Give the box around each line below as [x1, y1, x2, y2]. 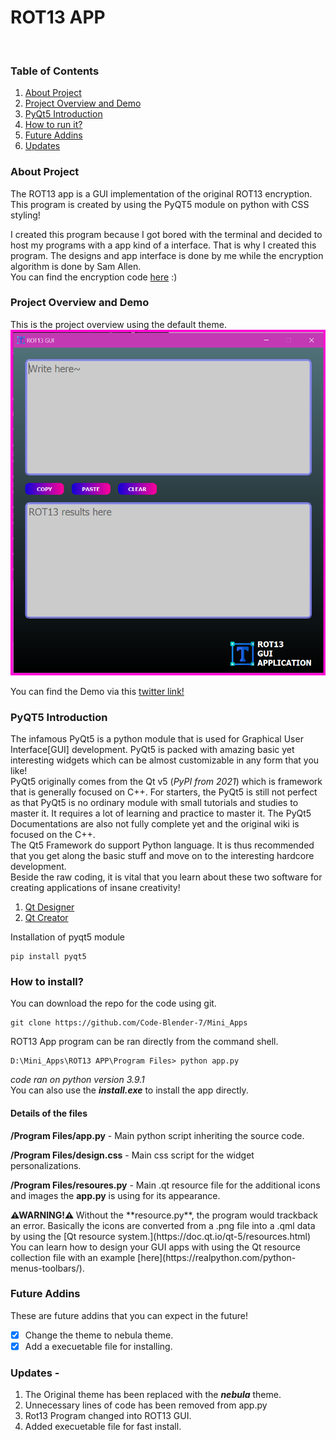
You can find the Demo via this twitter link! [10, 685, 185, 697]
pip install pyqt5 [10, 952, 87, 962]
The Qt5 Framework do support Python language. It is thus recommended [10, 839, 315, 851]
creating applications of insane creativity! [10, 882, 181, 894]
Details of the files [10, 1107, 88, 1119]
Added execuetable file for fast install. [24, 1421, 182, 1433]
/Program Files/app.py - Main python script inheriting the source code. [10, 1129, 305, 1141]
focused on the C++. [10, 829, 96, 841]
